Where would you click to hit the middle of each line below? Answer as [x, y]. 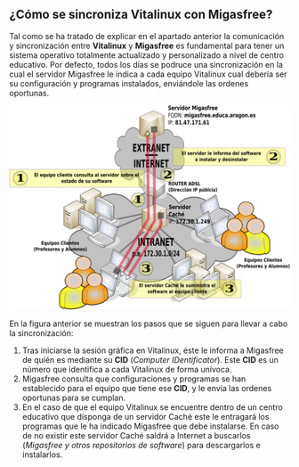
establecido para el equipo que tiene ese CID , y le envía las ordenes [147, 388]
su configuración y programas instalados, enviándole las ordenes [129, 83]
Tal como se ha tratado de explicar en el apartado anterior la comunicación [147, 36]
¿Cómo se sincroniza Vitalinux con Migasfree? [141, 15]
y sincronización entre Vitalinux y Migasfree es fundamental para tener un [147, 45]
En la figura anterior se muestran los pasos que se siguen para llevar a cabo [149, 324]
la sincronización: [41, 332]
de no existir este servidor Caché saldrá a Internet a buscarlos [136, 435]
